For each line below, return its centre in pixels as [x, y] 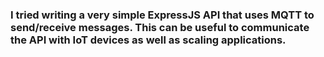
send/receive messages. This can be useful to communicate [160, 27]
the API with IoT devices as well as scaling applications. [148, 40]
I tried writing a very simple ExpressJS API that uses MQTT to [162, 15]
